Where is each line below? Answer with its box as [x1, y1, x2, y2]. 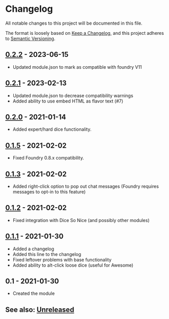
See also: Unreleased [5, 305, 75, 314]
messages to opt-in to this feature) [12, 189, 86, 195]
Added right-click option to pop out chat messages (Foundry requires [12, 183, 159, 189]
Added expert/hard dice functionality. [12, 126, 92, 132]
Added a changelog [12, 246, 55, 252]
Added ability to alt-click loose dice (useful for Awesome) [12, 262, 134, 268]
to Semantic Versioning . [5, 35, 56, 42]
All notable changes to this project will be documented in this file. [5, 20, 143, 26]
